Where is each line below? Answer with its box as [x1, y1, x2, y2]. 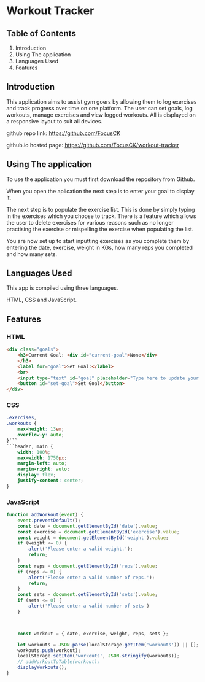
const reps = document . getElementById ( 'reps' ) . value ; [17, 563, 158, 569]
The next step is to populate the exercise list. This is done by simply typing [6, 206, 195, 213]
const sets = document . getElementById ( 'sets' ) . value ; [17, 592, 158, 598]
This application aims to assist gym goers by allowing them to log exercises [6, 98, 197, 105]
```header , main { [6, 443, 53, 449]
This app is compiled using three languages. [6, 284, 118, 292]
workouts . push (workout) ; [17, 647, 81, 654]
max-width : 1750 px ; [17, 455, 68, 461]
